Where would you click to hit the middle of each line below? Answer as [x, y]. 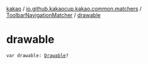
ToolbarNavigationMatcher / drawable [53, 15]
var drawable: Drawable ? [37, 56]
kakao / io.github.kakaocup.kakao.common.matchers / [74, 9]
